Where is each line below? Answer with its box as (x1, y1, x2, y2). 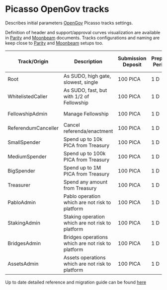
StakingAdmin (7, 219, 41, 226)
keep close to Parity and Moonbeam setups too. (5, 40, 103, 46)
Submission (117, 55, 147, 61)
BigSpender (7, 167, 36, 174)
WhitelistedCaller (7, 93, 48, 100)
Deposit (122, 61, 142, 68)
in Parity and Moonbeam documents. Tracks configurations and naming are (5, 35, 160, 41)
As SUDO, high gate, (63, 72, 111, 79)
